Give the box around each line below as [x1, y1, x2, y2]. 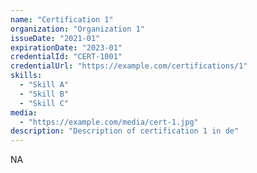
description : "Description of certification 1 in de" [10, 126, 240, 136]
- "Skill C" [19, 98, 70, 108]
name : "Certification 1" [10, 14, 114, 25]
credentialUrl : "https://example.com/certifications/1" [10, 61, 248, 71]
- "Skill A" [19, 80, 70, 90]
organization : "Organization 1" [10, 24, 145, 34]
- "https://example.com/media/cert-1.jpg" [19, 117, 199, 127]
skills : [10, 71, 43, 81]
